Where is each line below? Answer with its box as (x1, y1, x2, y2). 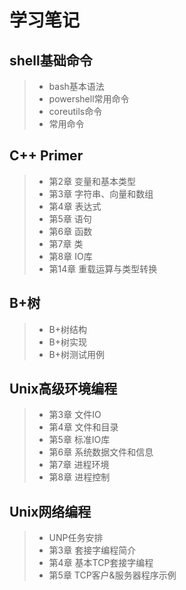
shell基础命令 (9, 52, 93, 69)
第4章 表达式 (48, 200, 102, 212)
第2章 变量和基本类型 (48, 175, 137, 187)
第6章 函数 (48, 225, 93, 237)
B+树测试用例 (48, 348, 106, 360)
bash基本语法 (48, 81, 105, 92)
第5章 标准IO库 (48, 434, 111, 446)
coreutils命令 (48, 106, 103, 117)
